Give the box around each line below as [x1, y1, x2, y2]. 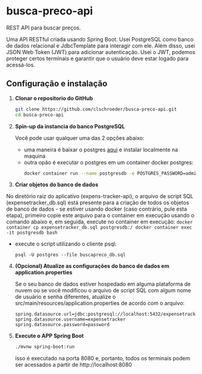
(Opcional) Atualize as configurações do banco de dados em [14, 262, 170, 270]
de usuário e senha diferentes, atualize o [14, 293, 116, 301]
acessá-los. [6, 61, 35, 68]
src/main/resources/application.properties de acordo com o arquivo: [14, 300, 185, 307]
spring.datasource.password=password [14, 322, 110, 328]
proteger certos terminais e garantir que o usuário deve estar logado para [6, 55, 189, 62]
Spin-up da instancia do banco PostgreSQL [14, 122, 125, 130]
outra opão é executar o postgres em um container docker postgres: [23, 158, 194, 166]
